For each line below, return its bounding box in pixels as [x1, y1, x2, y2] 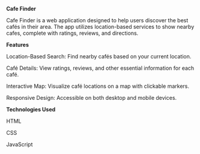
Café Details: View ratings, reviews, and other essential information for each [6, 64, 195, 72]
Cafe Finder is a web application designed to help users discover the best [6, 17, 189, 23]
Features [6, 42, 29, 48]
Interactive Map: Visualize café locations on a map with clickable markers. [6, 82, 189, 90]
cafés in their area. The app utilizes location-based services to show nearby [6, 23, 195, 30]
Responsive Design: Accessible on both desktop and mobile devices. [6, 94, 177, 101]
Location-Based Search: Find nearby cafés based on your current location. [6, 53, 192, 60]
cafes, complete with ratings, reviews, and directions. [6, 29, 139, 37]
